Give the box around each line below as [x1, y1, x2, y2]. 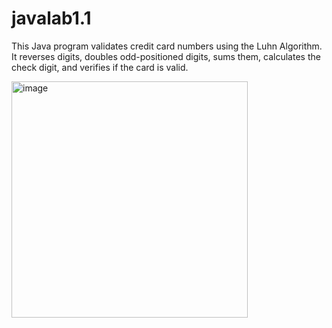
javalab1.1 [11, 7, 92, 30]
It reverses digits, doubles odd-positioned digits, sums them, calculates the [11, 50, 321, 62]
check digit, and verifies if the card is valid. [11, 61, 189, 73]
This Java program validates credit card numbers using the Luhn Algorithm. [11, 40, 323, 52]
